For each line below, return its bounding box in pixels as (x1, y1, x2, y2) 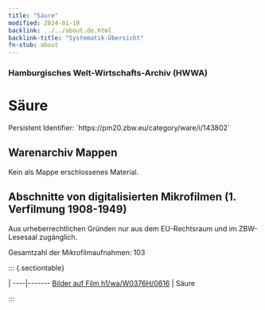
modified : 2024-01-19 (8, 19, 80, 27)
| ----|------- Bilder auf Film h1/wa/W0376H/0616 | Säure (8, 278, 196, 288)
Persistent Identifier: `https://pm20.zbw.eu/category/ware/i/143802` (8, 122, 231, 132)
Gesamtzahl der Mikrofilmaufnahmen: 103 (8, 247, 146, 257)
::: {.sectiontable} (8, 263, 65, 273)
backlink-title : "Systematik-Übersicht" (8, 33, 145, 42)
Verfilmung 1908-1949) (8, 203, 127, 216)
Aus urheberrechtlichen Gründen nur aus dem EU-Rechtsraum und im (8, 223, 237, 233)
